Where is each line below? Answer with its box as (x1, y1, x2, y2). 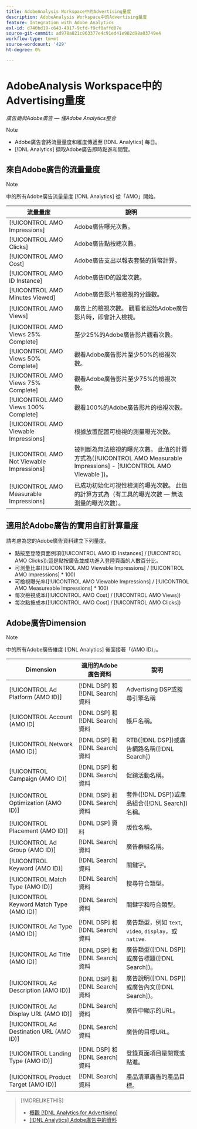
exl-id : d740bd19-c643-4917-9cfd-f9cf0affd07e (6, 25, 122, 31)
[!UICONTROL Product (9, 1073, 72, 1081)
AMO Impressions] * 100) (14, 571, 76, 578)
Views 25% (9, 330, 41, 338)
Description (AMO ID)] (9, 986, 71, 994)
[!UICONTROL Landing (9, 1050, 72, 1058)
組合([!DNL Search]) (131, 799, 188, 807)
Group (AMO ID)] (9, 846, 56, 854)
